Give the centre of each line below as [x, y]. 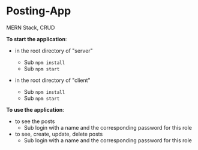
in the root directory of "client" [53, 80]
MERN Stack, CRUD [31, 27]
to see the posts [35, 121]
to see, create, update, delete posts [59, 134]
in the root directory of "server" [54, 50]
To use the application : [35, 109]
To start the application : [37, 39]
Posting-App [39, 11]
